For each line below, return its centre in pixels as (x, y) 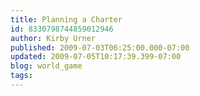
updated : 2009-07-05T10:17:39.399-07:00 (96, 57)
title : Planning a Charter (66, 19)
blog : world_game (46, 66)
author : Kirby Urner (53, 38)
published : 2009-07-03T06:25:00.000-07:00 (100, 47)
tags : (21, 76)
